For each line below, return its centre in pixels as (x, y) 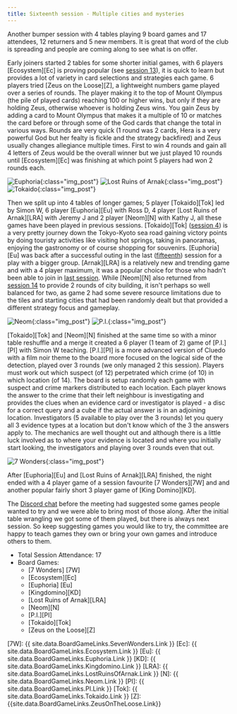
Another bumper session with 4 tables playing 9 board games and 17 (107, 34)
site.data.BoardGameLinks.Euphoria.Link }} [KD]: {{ (82, 658)
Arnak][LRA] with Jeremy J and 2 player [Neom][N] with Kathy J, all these (115, 218)
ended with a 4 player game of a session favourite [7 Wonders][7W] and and (119, 482)
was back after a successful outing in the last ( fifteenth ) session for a (121, 255)
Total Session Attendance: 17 (60, 554)
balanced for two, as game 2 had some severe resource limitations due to (114, 292)
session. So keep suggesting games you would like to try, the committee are (118, 526)
